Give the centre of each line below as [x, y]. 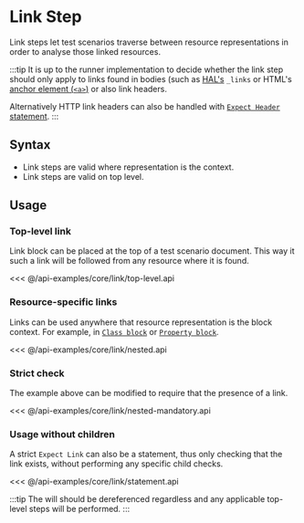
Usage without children [63, 434]
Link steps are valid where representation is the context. [128, 167]
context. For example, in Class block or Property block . [114, 331]
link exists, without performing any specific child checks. [116, 464]
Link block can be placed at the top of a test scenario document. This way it [152, 251]
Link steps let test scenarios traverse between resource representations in [149, 42]
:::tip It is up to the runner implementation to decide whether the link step [147, 69]
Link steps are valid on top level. [83, 176]
